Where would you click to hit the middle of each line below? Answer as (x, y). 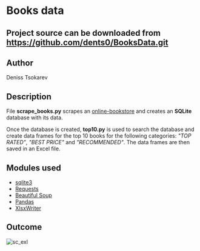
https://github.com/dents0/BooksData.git (87, 42)
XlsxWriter (28, 208)
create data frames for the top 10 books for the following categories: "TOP (99, 136)
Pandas (25, 202)
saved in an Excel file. (33, 149)
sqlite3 (23, 182)
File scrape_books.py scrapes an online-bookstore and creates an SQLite (99, 111)
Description (29, 97)
